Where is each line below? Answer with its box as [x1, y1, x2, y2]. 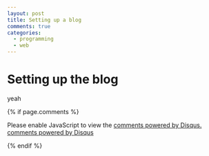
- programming [13, 36, 54, 43]
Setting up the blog [7, 71, 119, 87]
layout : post [7, 10, 45, 17]
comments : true [7, 23, 51, 30]
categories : [7, 29, 41, 36]
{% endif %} [7, 142, 43, 150]
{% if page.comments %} [7, 107, 79, 115]
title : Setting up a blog [7, 16, 81, 23]
